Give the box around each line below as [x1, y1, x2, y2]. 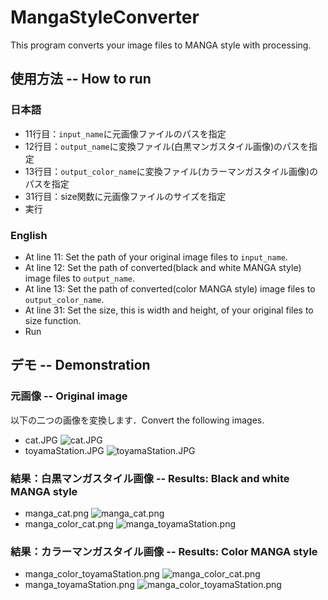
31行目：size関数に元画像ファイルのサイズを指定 [24, 190, 227, 202]
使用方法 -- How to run [10, 71, 152, 88]
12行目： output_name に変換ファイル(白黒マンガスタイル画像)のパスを [24, 140, 309, 152]
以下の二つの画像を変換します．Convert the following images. [10, 414, 265, 426]
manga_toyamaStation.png [24, 579, 135, 591]
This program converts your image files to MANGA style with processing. [10, 39, 312, 51]
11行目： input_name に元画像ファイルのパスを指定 [24, 127, 227, 140]
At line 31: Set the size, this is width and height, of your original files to [24, 304, 314, 316]
